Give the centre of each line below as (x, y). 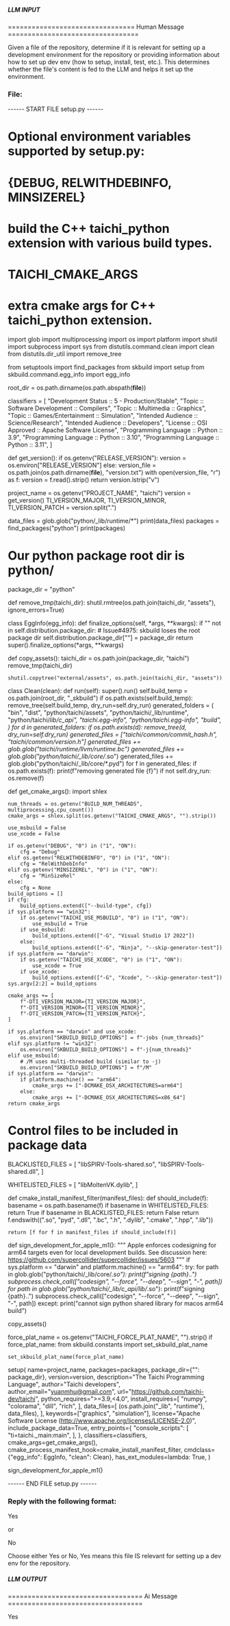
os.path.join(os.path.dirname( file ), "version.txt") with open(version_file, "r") (114, 472)
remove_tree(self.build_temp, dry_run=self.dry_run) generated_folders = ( (111, 705)
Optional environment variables (99, 137)
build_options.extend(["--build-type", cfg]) (86, 905)
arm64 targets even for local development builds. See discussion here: (107, 1252)
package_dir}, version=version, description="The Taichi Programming (106, 1377)
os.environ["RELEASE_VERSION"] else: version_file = (82, 465)
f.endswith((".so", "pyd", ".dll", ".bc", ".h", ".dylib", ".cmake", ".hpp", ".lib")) (111, 1220)
